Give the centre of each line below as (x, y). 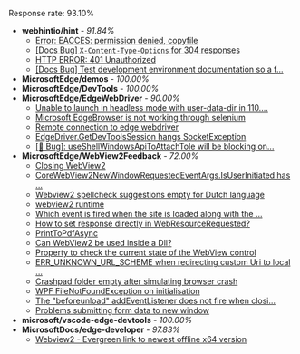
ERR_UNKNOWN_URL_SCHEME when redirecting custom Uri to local (163, 262)
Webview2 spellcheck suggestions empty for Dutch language (150, 195)
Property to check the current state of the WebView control (145, 252)
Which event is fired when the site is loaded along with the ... (149, 214)
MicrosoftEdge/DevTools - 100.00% (90, 88)
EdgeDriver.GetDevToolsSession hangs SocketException (140, 137)
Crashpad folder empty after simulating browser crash (136, 281)
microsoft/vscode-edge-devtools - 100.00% (106, 320)
